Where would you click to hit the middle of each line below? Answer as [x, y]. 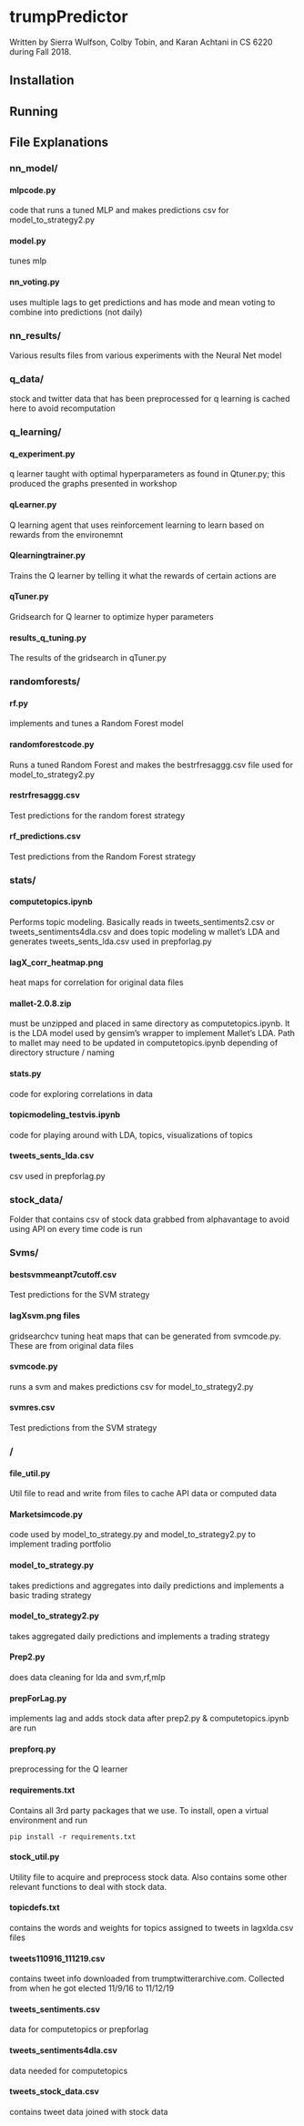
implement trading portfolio [61, 1544]
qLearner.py [33, 504]
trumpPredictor [69, 17]
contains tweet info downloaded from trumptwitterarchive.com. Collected [147, 1978]
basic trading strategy [51, 1595]
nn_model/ [34, 169]
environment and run [49, 1820]
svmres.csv [32, 1407]
